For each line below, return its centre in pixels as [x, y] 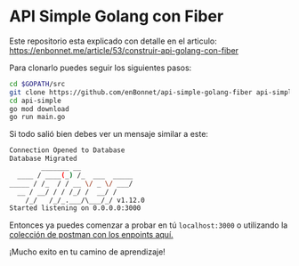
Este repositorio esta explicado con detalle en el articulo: [113, 41]
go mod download [39, 109]
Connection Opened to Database [67, 150]
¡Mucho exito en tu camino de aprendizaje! [88, 252]
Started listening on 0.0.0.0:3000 [75, 208]
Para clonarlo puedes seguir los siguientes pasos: [101, 68]
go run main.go [37, 117]
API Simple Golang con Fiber [117, 16]
